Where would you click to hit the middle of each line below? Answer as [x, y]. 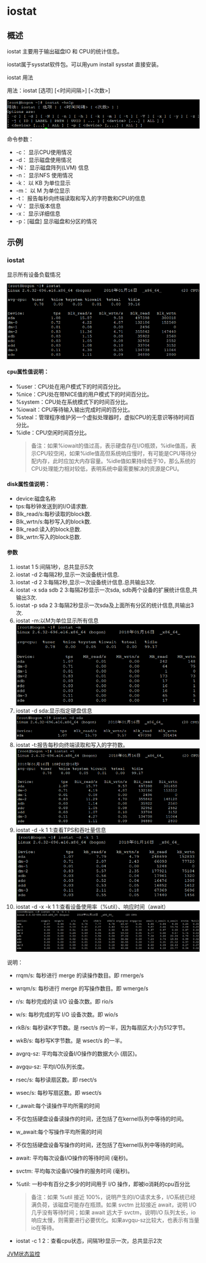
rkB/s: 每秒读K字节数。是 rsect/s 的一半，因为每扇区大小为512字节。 [102, 1027]
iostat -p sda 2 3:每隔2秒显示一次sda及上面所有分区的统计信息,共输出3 [105, 605]
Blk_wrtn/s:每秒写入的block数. [53, 522]
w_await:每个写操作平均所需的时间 [59, 1132]
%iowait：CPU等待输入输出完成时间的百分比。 [74, 409]
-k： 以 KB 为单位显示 [43, 183]
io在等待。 [44, 1227]
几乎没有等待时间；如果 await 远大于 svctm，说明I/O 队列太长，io [113, 1212]
